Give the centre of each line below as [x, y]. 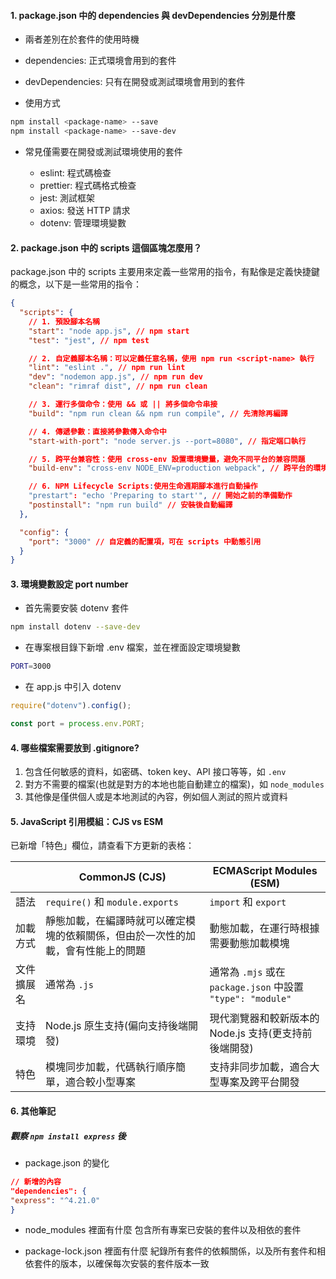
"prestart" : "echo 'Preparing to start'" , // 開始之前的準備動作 [160, 496]
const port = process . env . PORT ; [77, 724]
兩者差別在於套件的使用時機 [82, 39]
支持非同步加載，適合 [259, 1067]
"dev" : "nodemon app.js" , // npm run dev [115, 377]
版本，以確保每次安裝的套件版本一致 [134, 1264]
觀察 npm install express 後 [68, 1136]
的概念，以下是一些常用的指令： [76, 284]
